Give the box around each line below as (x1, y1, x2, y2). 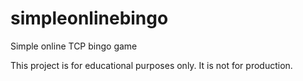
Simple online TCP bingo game (10, 40, 138, 52)
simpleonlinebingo (10, 7, 169, 30)
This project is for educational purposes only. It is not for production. (10, 59, 293, 71)
